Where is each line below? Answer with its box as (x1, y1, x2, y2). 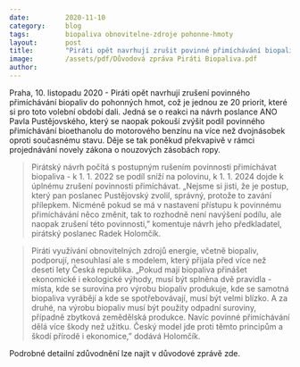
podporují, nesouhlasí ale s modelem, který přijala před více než (30, 254, 267, 265)
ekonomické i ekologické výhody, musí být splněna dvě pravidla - (30, 273, 272, 284)
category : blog (9, 21, 82, 30)
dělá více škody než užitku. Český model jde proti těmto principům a (30, 321, 284, 331)
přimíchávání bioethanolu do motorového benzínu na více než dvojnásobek (9, 125, 286, 136)
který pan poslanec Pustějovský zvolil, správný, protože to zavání (30, 189, 272, 201)
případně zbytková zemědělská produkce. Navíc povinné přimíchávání (30, 312, 290, 322)
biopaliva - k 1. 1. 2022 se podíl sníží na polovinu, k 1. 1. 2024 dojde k (30, 171, 284, 181)
